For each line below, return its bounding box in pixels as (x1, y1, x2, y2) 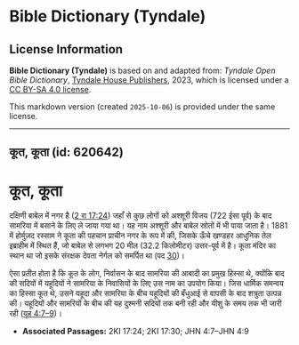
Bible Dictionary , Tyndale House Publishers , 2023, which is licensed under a (9, 75, 289, 85)
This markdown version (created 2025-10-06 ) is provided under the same (9, 101, 276, 112)
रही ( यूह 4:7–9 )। (9, 309, 62, 319)
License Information (9, 42, 123, 57)
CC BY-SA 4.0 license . (9, 84, 92, 94)
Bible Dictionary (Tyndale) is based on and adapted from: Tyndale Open (9, 65, 276, 76)
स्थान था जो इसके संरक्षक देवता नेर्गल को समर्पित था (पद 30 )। (9, 251, 185, 261)
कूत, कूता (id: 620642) (9, 145, 125, 160)
